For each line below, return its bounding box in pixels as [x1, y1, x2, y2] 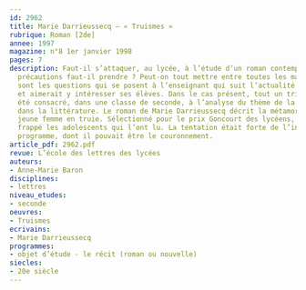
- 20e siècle [9, 267, 59, 276]
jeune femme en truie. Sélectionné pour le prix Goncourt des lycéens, [17, 115, 296, 124]
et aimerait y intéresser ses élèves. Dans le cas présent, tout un [17, 89, 283, 98]
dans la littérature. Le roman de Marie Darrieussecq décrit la [17, 106, 267, 115]
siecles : [9, 258, 43, 268]
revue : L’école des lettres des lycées [9, 148, 161, 157]
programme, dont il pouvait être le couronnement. [17, 132, 214, 141]
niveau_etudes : [9, 191, 67, 200]
